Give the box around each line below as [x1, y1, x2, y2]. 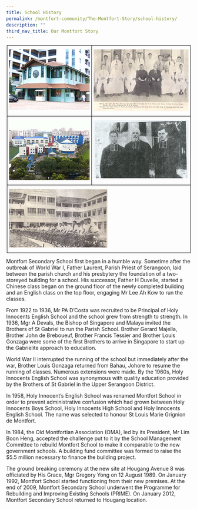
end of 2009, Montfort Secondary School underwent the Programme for [6, 484, 181, 491]
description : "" [6, 22, 46, 28]
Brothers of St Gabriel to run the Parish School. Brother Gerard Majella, [6, 325, 178, 332]
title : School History [6, 9, 62, 15]
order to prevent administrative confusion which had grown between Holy [6, 398, 185, 405]
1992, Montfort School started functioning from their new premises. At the [6, 477, 185, 484]
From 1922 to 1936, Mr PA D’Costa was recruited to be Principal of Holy [6, 306, 178, 313]
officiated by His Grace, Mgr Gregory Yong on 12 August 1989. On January [6, 471, 187, 478]
